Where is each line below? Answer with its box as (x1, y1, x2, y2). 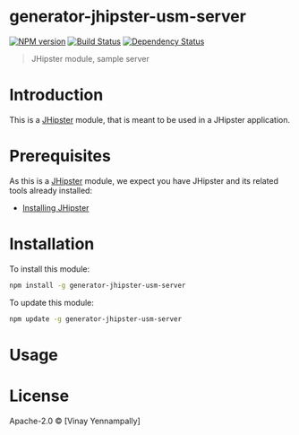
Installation (9, 234, 95, 254)
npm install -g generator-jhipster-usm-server (9, 281, 186, 290)
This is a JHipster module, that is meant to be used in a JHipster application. (9, 114, 291, 125)
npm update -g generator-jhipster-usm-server (9, 314, 182, 324)
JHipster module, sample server (30, 53, 150, 64)
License (9, 386, 70, 405)
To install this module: (9, 263, 90, 274)
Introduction (9, 85, 104, 105)
